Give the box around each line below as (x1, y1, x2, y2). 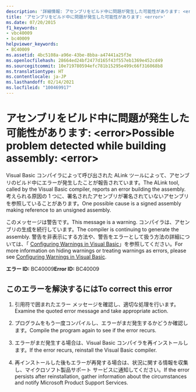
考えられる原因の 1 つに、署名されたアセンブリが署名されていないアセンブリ (6, 192, 190, 200)
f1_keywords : (6, 25, 38, 31)
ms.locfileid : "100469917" (6, 85, 72, 91)
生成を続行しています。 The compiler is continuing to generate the (21, 226, 179, 233)
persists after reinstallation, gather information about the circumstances (14, 373, 187, 380)
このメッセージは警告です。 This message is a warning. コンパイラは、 (6, 218, 175, 225)
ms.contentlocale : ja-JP (6, 74, 66, 80)
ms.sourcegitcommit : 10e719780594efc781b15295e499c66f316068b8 (6, 63, 163, 69)
